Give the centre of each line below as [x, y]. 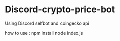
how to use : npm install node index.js [44, 33]
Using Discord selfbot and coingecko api [47, 23]
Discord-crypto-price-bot [60, 9]
